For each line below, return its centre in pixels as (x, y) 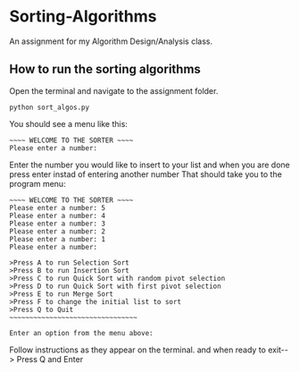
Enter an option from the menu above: (81, 333)
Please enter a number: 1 (57, 239)
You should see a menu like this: (68, 123)
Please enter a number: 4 (57, 216)
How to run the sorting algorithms (105, 69)
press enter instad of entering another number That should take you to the (146, 174)
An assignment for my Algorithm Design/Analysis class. (111, 41)
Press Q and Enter (50, 359)
